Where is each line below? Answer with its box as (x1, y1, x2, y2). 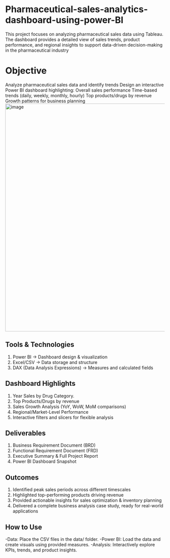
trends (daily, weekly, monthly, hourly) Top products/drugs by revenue (5, 92, 152, 98)
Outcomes (5, 473, 39, 482)
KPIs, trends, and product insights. (5, 547, 77, 553)
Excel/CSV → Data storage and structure (12, 359, 98, 365)
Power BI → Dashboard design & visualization (12, 353, 108, 360)
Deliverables (5, 429, 46, 437)
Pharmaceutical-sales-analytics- (5, 4, 148, 15)
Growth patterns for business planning (5, 98, 86, 104)
